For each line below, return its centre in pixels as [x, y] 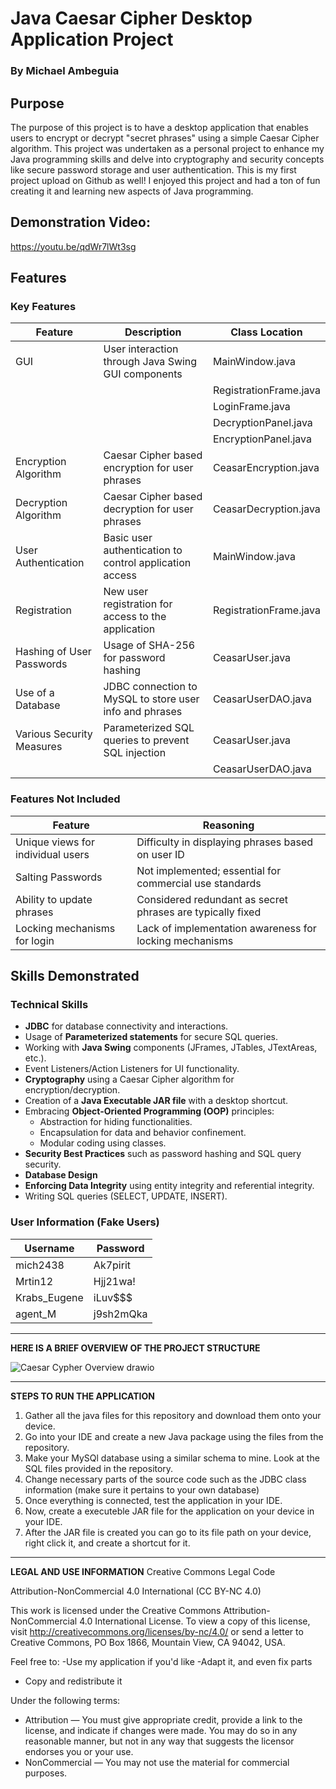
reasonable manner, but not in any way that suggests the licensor [159, 1741]
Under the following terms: [65, 1700]
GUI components [143, 374]
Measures [39, 747]
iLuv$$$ [113, 1297]
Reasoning [228, 825]
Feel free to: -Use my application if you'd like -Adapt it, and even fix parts [161, 1661]
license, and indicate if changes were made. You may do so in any [161, 1730]
